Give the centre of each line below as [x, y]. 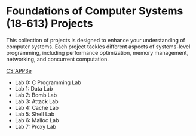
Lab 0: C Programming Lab [48, 82]
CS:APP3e [19, 70]
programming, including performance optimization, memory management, [97, 52]
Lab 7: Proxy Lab [36, 126]
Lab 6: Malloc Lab [37, 120]
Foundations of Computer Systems [95, 11]
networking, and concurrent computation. [57, 59]
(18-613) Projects [50, 24]
